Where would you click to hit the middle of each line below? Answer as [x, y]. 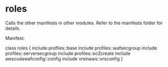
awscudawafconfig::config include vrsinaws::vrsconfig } [64, 58]
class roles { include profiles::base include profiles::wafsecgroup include [81, 48]
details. [13, 28]
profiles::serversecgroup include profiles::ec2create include [68, 53]
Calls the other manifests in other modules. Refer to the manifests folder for [84, 23]
